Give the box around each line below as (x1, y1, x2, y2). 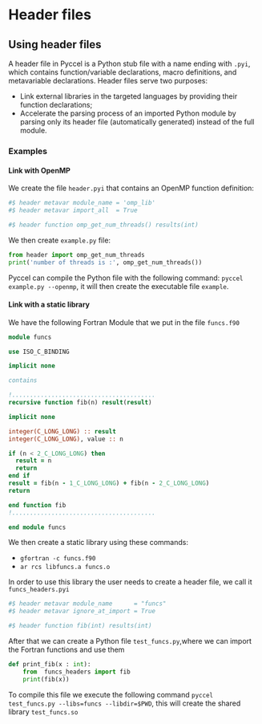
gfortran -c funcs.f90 (19, 555, 96, 563)
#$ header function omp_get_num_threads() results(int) (8, 221, 199, 229)
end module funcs (8, 523, 67, 531)
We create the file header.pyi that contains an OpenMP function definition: (8, 183, 255, 193)
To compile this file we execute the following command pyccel (8, 689, 214, 699)
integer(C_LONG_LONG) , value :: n (8, 435, 124, 443)
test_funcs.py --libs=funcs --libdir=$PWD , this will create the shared (8, 698, 241, 708)
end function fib (8, 501, 67, 509)
